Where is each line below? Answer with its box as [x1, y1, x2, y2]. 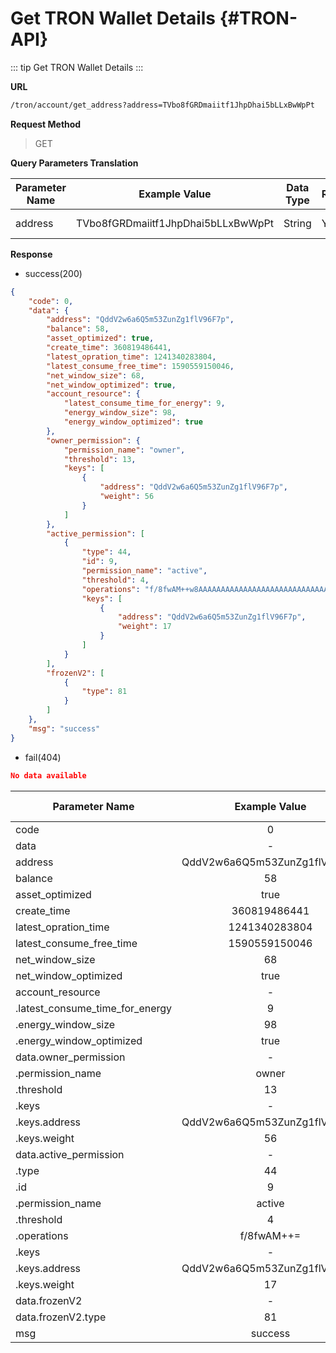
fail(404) [24, 751, 62, 763]
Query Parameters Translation [10, 157, 139, 169]
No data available [10, 770, 87, 781]
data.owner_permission [15, 1050, 126, 1064]
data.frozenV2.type [15, 1310, 107, 1324]
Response [10, 248, 53, 260]
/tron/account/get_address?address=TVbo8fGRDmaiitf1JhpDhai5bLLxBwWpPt [10, 100, 315, 110]
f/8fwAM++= [239, 1228, 302, 1242]
